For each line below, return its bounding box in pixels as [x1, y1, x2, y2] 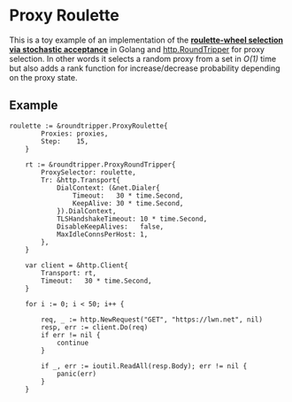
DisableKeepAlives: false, [56, 222, 165, 231]
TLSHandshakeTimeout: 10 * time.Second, [56, 214, 208, 223]
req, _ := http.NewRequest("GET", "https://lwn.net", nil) [41, 315, 264, 324]
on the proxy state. [9, 72, 78, 82]
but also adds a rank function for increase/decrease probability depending [9, 63, 280, 73]
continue [56, 338, 89, 347]
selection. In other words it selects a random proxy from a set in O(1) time [9, 53, 277, 64]
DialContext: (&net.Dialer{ [56, 183, 161, 192]
